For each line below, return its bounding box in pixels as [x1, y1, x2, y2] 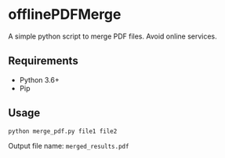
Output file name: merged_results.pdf [8, 141, 129, 150]
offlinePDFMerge [8, 6, 122, 24]
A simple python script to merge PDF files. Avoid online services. [8, 31, 217, 41]
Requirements [8, 54, 78, 68]
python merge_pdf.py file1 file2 [8, 127, 118, 135]
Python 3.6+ [19, 75, 60, 84]
